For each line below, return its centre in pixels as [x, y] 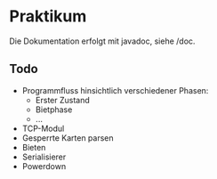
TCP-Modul [43, 128]
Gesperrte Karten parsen [68, 138]
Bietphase [54, 110]
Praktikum [48, 16]
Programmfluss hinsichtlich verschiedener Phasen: [115, 90]
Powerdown [44, 166]
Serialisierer [44, 157]
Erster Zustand [63, 100]
